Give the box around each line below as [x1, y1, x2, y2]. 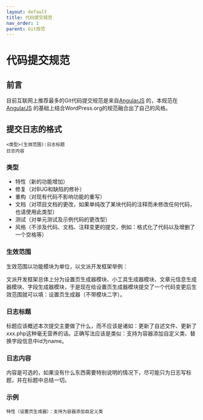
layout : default [6, 8, 47, 15]
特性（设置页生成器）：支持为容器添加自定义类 [6, 408, 103, 415]
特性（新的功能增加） [14, 178, 68, 185]
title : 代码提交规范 [6, 15, 53, 21]
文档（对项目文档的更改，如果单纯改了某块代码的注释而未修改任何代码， [14, 201, 195, 208]
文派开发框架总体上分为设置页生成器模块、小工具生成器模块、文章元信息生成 [6, 275, 197, 282]
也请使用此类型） [14, 208, 58, 216]
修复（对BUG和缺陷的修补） [14, 185, 85, 193]
